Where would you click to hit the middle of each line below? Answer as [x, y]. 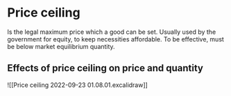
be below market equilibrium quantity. [61, 46]
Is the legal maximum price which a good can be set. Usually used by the [112, 32]
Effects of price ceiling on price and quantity [105, 68]
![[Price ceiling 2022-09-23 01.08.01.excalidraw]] [77, 85]
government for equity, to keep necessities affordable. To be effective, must [115, 39]
